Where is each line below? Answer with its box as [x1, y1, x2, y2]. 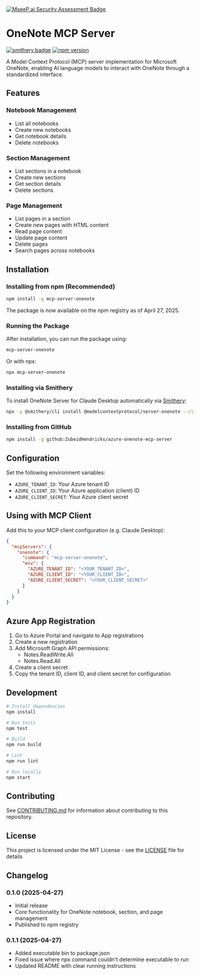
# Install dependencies [6, 703, 66, 710]
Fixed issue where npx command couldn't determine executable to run [14, 956, 189, 963]
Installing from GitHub [6, 422, 72, 431]
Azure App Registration [6, 616, 96, 626]
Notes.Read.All [23, 657, 61, 665]
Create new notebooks [14, 126, 72, 133]
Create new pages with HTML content [14, 222, 109, 229]
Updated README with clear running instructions [14, 962, 136, 970]
